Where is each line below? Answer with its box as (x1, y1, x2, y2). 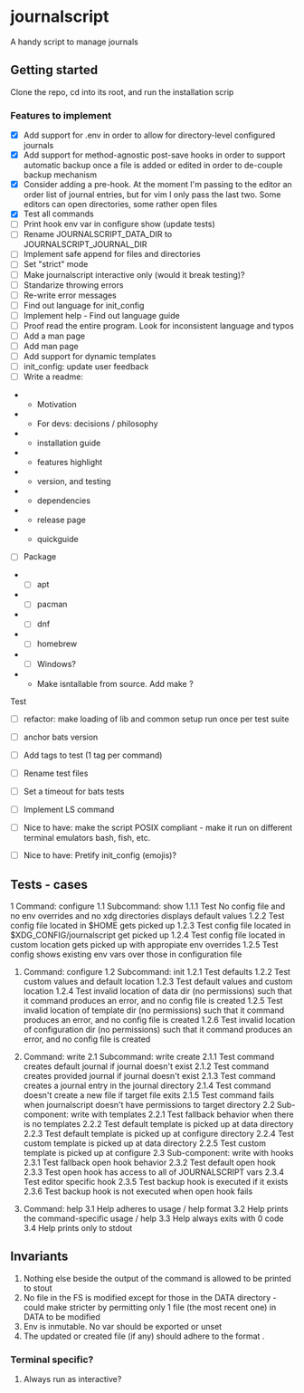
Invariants (10, 1249, 69, 1264)
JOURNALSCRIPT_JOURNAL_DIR (23, 239, 147, 250)
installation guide (36, 437, 101, 449)
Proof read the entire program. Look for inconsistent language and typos (23, 320, 295, 331)
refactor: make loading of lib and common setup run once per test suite (23, 713, 290, 724)
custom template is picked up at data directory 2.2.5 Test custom (23, 1138, 266, 1149)
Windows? (36, 658, 76, 669)
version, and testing (36, 476, 111, 487)
